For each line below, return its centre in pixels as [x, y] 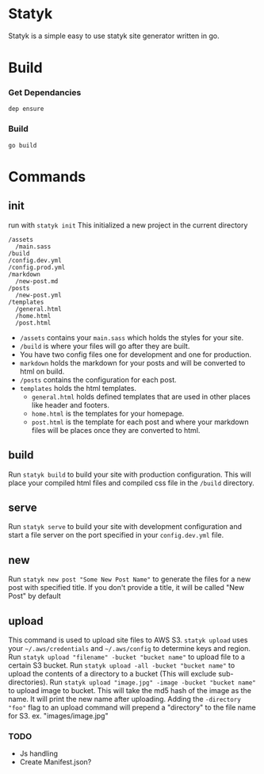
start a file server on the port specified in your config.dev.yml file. [116, 535]
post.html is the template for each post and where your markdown [140, 422]
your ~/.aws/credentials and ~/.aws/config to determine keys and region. [130, 648]
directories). [28, 682]
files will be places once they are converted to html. [116, 430]
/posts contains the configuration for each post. [98, 379]
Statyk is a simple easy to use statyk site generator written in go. [114, 36]
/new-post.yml [38, 295]
